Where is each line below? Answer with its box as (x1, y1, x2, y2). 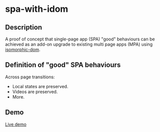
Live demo (5, 121, 27, 127)
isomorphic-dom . (5, 47, 41, 52)
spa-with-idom (5, 3, 68, 15)
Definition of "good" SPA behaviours (5, 61, 121, 69)
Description (5, 23, 42, 32)
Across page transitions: (5, 74, 55, 80)
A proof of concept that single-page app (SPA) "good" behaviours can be (5, 36, 155, 42)
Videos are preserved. (12, 89, 58, 95)
